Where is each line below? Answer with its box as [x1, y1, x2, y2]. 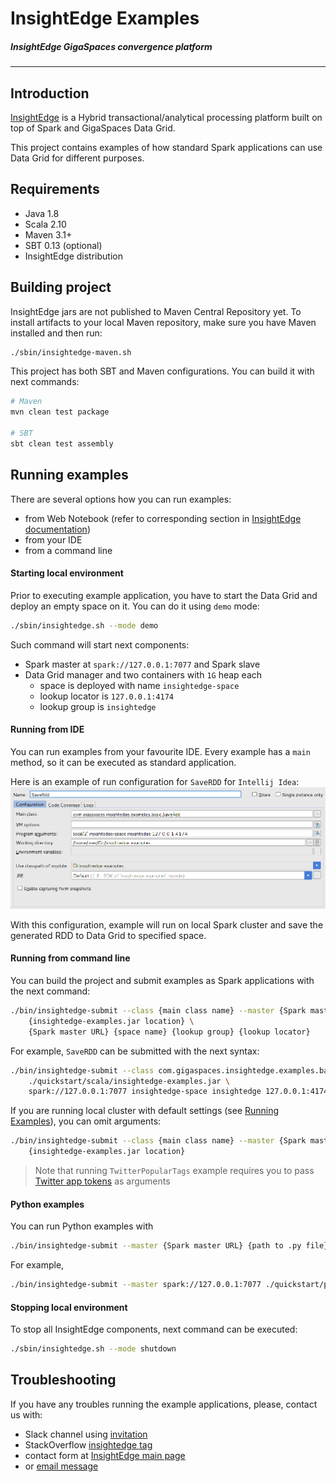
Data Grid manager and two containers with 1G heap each [24, 668, 263, 681]
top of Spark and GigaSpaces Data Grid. [10, 122, 176, 134]
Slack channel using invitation [24, 1428, 148, 1440]
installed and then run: [10, 327, 103, 339]
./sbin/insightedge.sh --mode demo [10, 620, 159, 631]
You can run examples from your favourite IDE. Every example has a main [10, 745, 311, 757]
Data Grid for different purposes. [10, 152, 145, 164]
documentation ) [24, 523, 91, 535]
